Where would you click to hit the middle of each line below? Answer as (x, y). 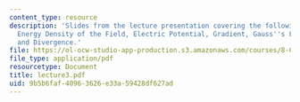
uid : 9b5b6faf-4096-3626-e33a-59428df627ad (92, 83)
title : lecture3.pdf (48, 75)
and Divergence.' (50, 42)
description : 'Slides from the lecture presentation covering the (135, 26)
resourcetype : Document (54, 67)
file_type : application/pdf (62, 59)
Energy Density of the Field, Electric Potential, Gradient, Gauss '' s (151, 34)
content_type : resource (54, 17)
